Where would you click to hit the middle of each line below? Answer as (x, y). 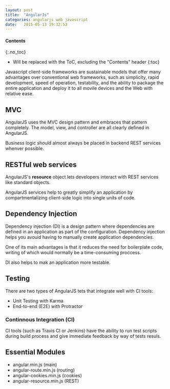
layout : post (19, 10)
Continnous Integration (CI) (40, 319)
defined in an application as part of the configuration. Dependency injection (85, 232)
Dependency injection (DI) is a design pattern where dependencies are (80, 226)
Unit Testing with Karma (38, 301)
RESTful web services (41, 165)
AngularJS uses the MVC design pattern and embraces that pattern (76, 122)
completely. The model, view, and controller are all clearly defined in (77, 128)
